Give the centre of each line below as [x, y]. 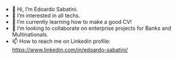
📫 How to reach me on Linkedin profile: [61, 41]
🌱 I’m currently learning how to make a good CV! [72, 22]
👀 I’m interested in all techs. [46, 15]
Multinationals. [30, 35]
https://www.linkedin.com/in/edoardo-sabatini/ [70, 50]
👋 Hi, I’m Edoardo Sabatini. [45, 9]
